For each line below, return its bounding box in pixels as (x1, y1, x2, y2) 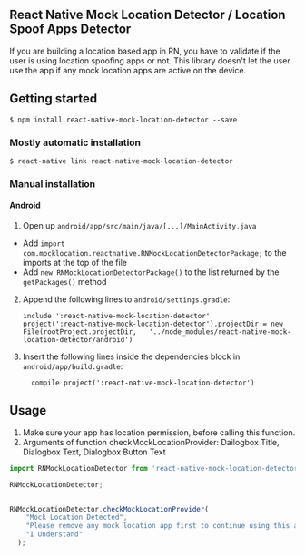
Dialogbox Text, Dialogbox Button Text (22, 446, 166, 457)
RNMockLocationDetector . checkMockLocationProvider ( (9, 504, 209, 513)
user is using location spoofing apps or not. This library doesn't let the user (9, 54, 290, 66)
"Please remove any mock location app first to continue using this (25, 522, 290, 531)
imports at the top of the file (22, 258, 127, 268)
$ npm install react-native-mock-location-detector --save (9, 115, 238, 124)
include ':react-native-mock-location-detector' (22, 312, 211, 321)
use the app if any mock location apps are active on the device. (9, 64, 247, 75)
